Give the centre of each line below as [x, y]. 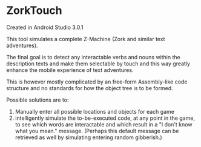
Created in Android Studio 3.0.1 [45, 27]
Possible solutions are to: [38, 100]
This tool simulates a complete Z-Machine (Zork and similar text [86, 39]
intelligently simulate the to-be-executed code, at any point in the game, [105, 118]
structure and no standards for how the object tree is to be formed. [90, 88]
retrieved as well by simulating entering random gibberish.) [88, 137]
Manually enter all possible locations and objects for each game [94, 111]
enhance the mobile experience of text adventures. [70, 70]
